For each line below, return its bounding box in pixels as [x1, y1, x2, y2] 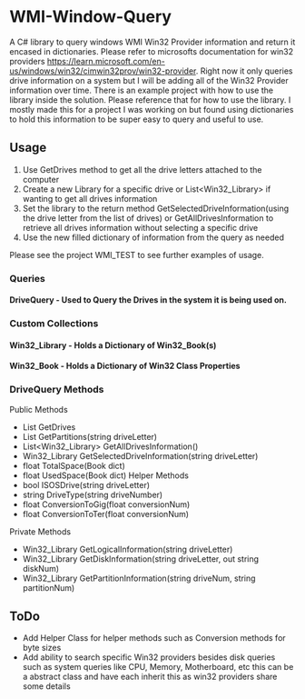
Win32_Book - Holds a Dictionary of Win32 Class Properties [9, 361, 241, 372]
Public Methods [9, 404, 68, 414]
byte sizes [22, 643, 62, 654]
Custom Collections [9, 317, 99, 330]
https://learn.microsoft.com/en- [46, 55, 165, 66]
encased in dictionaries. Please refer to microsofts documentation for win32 [9, 45, 294, 56]
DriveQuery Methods [9, 384, 104, 396]
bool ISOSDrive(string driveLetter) [22, 479, 151, 490]
